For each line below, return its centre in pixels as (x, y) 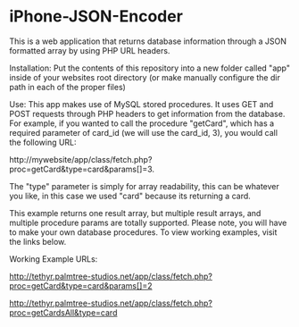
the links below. (38, 241)
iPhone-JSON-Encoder (96, 17)
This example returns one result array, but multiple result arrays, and (135, 213)
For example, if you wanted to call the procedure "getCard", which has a (142, 123)
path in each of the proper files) (68, 87)
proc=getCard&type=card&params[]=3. (82, 169)
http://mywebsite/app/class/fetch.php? (81, 159)
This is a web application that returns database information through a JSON (148, 41)
